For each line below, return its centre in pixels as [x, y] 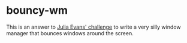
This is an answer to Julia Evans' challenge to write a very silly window [93, 27]
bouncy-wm [37, 10]
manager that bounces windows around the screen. [70, 33]
